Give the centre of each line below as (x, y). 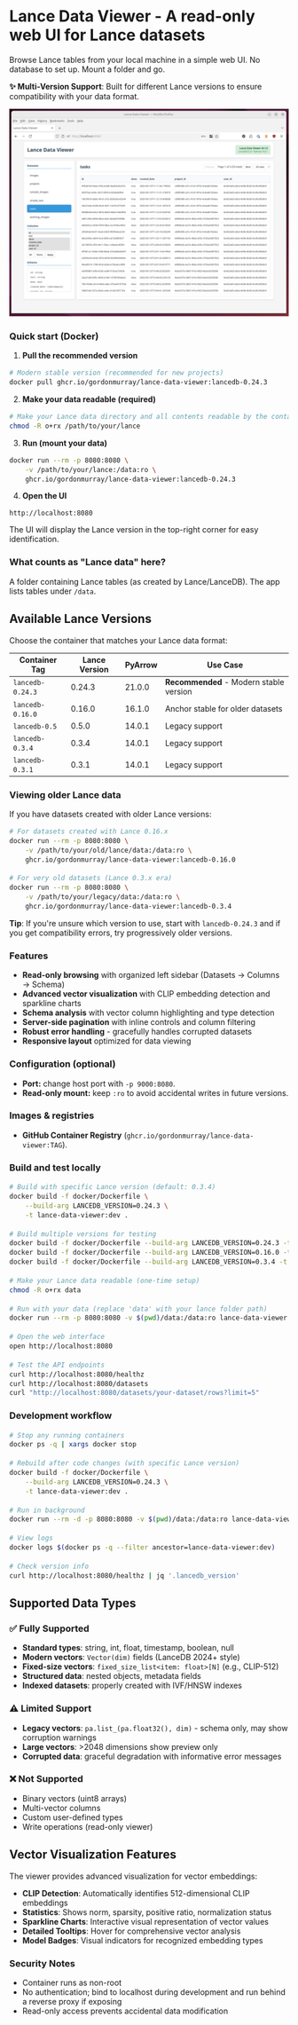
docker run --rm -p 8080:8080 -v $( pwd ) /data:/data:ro (113, 1318)
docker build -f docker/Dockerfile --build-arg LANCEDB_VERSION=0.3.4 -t (149, 1262)
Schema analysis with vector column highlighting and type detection (148, 1012)
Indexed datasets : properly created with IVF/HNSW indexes (132, 1686)
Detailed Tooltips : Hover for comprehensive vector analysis (131, 1931)
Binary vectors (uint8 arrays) (74, 1798)
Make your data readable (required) (89, 399)
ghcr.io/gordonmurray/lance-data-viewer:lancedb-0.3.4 (129, 907)
